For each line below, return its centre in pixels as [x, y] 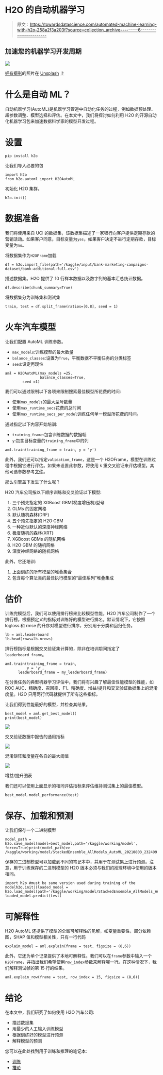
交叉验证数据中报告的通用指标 [35, 737]
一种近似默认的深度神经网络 [40, 527]
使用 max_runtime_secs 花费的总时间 [47, 408]
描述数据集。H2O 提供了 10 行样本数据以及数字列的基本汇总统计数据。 [75, 278]
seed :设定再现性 [28, 364]
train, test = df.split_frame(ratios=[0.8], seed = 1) [62, 307]
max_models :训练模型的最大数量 [43, 352]
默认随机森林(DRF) [31, 514]
